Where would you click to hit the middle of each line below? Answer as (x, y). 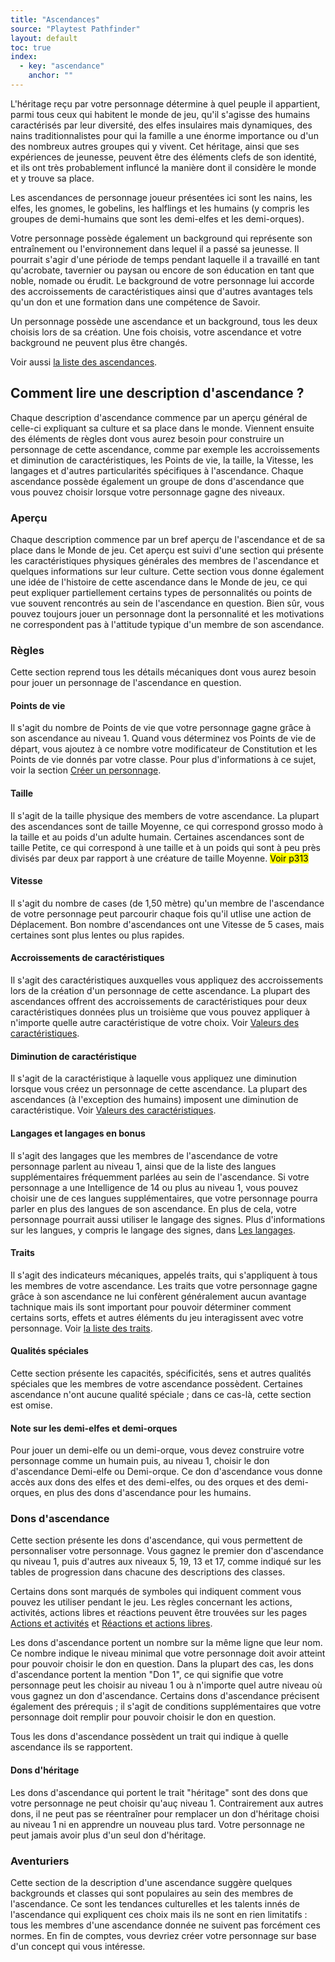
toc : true (31, 47)
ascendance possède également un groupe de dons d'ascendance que (157, 481)
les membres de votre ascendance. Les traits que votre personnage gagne (164, 1285)
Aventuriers (40, 1861)
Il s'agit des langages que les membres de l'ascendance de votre (144, 1155)
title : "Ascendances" (55, 19)
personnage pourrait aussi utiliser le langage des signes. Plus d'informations (168, 1219)
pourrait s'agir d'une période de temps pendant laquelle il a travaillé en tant (165, 259)
